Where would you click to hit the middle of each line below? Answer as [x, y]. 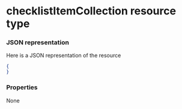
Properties [22, 87]
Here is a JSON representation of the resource [64, 56]
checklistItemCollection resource [91, 11]
